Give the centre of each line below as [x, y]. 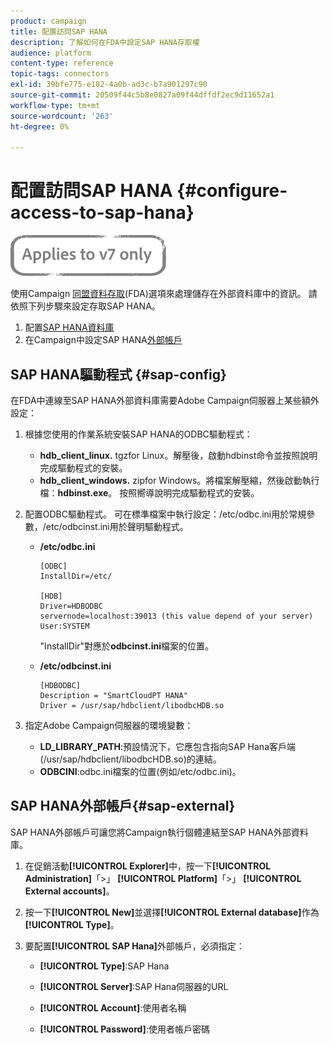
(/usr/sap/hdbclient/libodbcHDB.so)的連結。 [130, 759]
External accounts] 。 [69, 891]
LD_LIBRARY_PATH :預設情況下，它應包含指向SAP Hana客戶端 [167, 746]
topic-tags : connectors [60, 74]
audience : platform [51, 53]
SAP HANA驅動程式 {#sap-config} [118, 374]
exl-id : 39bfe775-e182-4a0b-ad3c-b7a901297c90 [109, 85]
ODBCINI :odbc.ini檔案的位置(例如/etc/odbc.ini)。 [140, 771]
